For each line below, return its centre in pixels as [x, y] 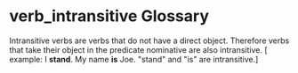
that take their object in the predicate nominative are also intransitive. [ [139, 49]
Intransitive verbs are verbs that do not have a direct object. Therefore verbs [149, 40]
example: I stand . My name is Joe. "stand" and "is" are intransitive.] [134, 59]
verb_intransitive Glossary [109, 16]
